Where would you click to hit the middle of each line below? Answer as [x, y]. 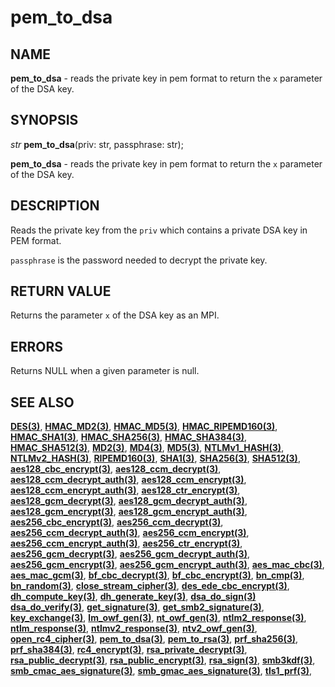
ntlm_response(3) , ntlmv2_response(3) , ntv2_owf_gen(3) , [134, 628]
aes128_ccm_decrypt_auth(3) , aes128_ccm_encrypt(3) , [128, 480]
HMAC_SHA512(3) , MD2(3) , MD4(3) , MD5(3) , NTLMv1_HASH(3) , [147, 448]
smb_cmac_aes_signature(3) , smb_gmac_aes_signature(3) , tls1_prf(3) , [161, 671]
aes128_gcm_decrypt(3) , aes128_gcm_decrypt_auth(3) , [129, 501]
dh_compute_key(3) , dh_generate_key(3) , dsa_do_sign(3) [133, 597]
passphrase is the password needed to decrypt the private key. [139, 260]
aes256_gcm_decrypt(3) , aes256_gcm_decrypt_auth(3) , [130, 554]
